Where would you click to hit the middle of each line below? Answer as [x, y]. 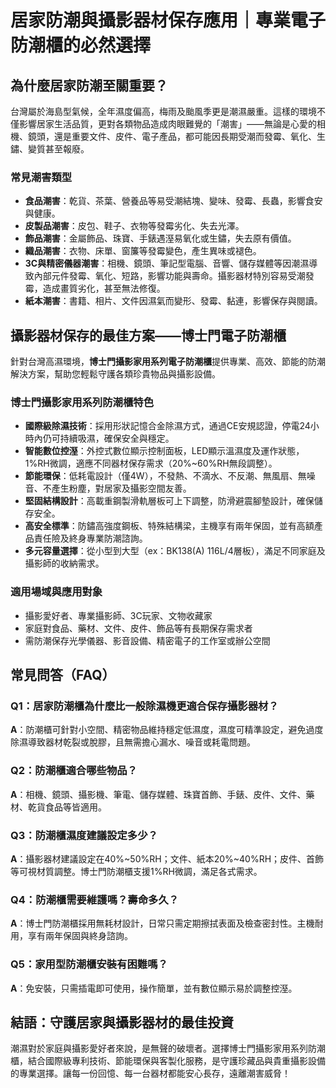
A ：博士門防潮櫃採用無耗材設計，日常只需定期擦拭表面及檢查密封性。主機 [162, 923]
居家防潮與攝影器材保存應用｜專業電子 [168, 20]
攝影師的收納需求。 [64, 563]
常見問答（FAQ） [63, 675]
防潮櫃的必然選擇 [81, 45]
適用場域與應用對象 [56, 592]
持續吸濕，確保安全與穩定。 [117, 438]
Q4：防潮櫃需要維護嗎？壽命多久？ [95, 899]
